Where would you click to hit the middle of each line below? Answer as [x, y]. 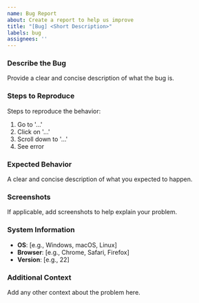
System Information [41, 230]
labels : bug [24, 33]
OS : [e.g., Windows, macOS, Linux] [67, 244]
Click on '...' [33, 132]
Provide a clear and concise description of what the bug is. [91, 78]
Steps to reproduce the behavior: [54, 111]
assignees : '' [28, 39]
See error [31, 146]
